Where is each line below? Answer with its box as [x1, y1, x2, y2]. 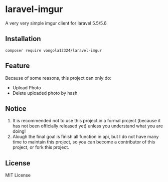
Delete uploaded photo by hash [12, 90, 78, 96]
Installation [5, 35, 41, 43]
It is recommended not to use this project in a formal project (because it [12, 118, 161, 124]
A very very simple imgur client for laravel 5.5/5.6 [5, 20, 107, 26]
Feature [5, 62, 30, 70]
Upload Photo [12, 84, 41, 91]
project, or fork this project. [12, 144, 69, 150]
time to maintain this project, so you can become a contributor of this [12, 139, 155, 145]
